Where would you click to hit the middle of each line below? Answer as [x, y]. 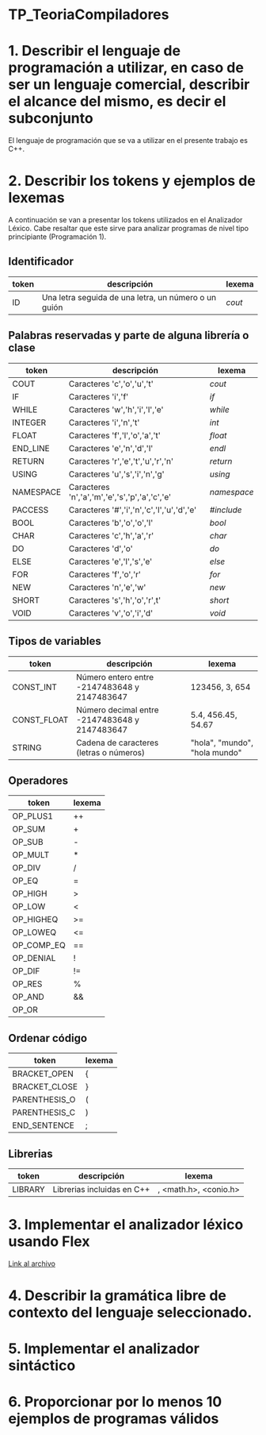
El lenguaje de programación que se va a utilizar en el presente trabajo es [128, 141]
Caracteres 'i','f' [99, 396]
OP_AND [28, 997]
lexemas [36, 198]
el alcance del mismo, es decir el [117, 102]
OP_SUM [29, 829]
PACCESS [30, 510]
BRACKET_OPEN [43, 1074]
